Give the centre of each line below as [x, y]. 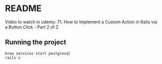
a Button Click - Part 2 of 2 [32, 27]
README [23, 8]
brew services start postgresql [38, 53]
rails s [13, 58]
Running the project [36, 42]
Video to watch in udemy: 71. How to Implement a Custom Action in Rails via [81, 22]
